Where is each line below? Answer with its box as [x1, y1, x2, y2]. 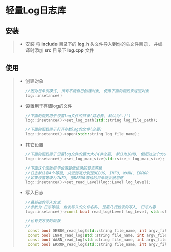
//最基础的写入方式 [25, 200, 61, 205]
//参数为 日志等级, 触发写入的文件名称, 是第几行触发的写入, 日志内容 [25, 205, 156, 210]
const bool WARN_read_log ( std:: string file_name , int [27, 237, 144, 242]
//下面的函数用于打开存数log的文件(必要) [25, 127, 102, 132]
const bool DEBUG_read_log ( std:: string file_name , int [27, 228, 147, 233]
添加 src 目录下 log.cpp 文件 [34, 47, 94, 53]
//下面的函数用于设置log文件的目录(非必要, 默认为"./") [25, 113, 131, 118]
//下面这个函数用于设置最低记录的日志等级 [25, 165, 102, 171]
